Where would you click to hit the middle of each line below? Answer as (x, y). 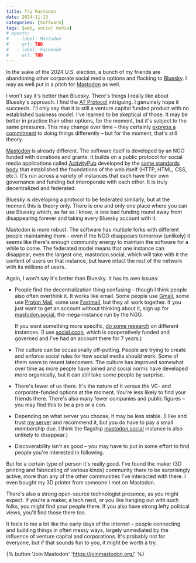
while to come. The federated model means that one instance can (85, 248)
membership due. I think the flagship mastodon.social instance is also (99, 428)
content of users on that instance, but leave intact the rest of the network (94, 260)
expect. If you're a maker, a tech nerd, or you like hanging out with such (92, 500)
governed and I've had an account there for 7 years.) (78, 338)
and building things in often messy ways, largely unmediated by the (87, 530)
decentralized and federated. (41, 188)
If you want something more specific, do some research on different (97, 325)
